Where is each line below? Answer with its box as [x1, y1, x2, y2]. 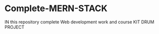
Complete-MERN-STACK [4, 3, 108, 14]
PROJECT [4, 24, 25, 30]
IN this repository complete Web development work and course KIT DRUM [4, 19, 155, 25]
